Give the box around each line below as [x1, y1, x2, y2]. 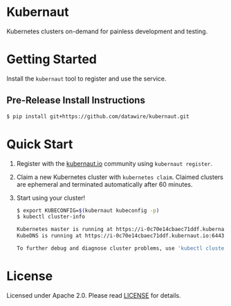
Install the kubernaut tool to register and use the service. [6, 74, 167, 83]
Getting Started [6, 51, 98, 67]
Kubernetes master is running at [16, 226, 113, 233]
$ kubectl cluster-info [16, 213, 86, 221]
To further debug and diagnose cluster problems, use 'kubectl [16, 245, 203, 252]
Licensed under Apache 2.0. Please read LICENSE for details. [6, 291, 181, 299]
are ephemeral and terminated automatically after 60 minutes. [16, 180, 193, 188]
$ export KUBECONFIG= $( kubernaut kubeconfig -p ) [16, 207, 160, 214]
